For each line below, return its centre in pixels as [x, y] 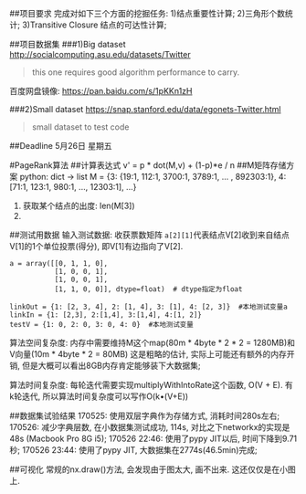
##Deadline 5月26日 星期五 [61, 146]
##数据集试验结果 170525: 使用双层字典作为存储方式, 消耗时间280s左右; [145, 415]
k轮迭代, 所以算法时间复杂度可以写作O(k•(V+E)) [99, 396]
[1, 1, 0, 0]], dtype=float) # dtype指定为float [148, 289]
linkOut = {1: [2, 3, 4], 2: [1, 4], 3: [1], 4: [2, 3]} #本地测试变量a [148, 307]
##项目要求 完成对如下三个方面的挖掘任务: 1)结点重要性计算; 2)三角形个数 [148, 13]
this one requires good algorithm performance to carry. [136, 72]
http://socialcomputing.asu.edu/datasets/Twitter [100, 54]
